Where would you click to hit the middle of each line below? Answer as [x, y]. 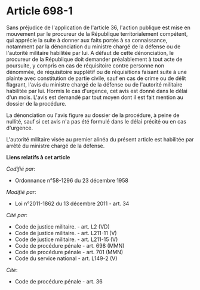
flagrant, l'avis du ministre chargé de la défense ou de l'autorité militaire [94, 84]
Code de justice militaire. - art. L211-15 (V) [66, 239]
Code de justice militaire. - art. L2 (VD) [62, 226]
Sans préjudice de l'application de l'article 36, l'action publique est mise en [99, 27]
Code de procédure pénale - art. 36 [59, 281]
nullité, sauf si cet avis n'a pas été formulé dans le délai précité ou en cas [96, 121]
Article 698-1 [39, 11]
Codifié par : [21, 169]
